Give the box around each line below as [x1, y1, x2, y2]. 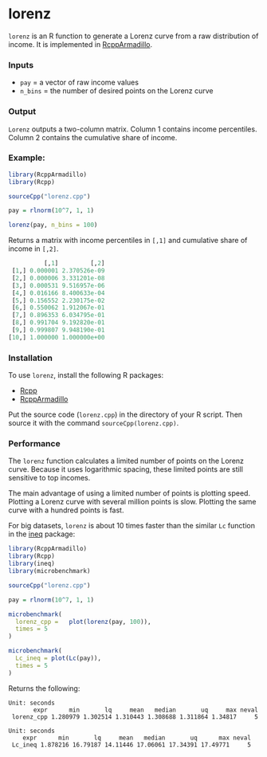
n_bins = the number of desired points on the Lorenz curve [19, 86, 214, 96]
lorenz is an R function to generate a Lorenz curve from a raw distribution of [8, 31, 259, 41]
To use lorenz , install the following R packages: [8, 371, 164, 380]
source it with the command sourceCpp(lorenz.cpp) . [8, 418, 179, 428]
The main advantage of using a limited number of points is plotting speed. [8, 488, 251, 498]
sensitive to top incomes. [8, 473, 91, 483]
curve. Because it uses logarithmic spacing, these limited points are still [8, 465, 243, 474]
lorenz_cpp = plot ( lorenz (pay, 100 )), [15, 618, 151, 626]
